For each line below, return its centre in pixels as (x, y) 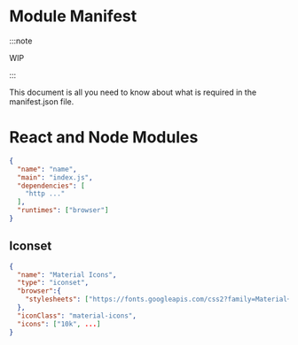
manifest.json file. (42, 101)
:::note (21, 41)
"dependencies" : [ (51, 186)
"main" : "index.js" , (55, 177)
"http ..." (45, 194)
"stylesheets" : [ (57, 299)
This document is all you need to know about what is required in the (133, 92)
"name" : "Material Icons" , (67, 275)
